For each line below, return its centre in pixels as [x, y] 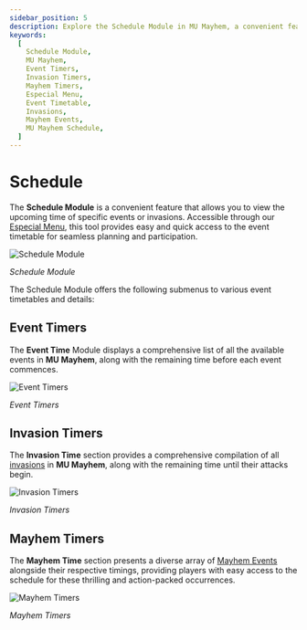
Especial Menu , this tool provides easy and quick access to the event [139, 226]
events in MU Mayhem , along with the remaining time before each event [145, 359]
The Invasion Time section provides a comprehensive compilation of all [144, 455]
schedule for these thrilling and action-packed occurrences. [122, 580]
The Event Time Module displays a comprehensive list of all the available [147, 350]
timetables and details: [52, 299]
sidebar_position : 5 [49, 18]
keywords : [28, 35]
